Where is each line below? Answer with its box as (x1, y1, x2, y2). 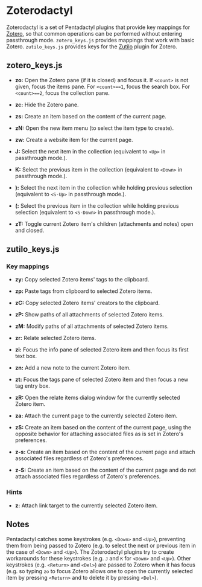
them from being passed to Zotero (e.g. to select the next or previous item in (6, 542, 196, 549)
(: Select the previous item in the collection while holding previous (14, 202, 179, 209)
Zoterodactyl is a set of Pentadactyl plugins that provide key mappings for (6, 24, 191, 31)
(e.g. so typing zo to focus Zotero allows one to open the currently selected (6, 567, 193, 574)
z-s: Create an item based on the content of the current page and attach (14, 448, 195, 456)
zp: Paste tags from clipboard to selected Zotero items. (14, 287, 153, 295)
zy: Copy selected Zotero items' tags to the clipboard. (14, 276, 150, 283)
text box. (14, 353, 37, 360)
